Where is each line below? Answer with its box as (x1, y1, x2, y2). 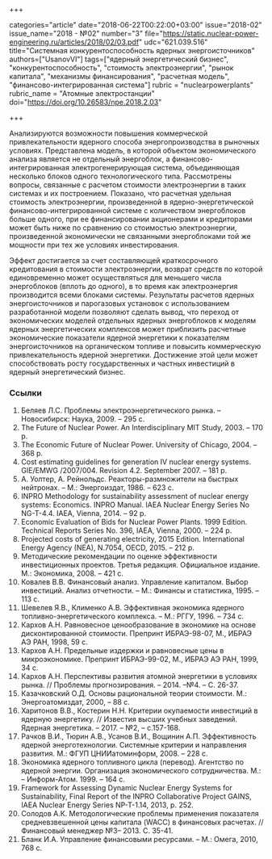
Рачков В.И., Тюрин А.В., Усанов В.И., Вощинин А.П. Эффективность (20, 731, 257, 741)
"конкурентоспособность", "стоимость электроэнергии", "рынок (9, 63, 234, 73)
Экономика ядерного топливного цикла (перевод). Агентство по (20, 757, 245, 767)
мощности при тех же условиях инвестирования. (9, 240, 180, 249)
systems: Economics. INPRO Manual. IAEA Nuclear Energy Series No (20, 500, 250, 509)
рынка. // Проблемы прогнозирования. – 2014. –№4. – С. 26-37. (20, 680, 239, 690)
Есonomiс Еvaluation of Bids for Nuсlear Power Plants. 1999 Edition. (20, 517, 248, 527)
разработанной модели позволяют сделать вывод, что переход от (9, 308, 240, 316)
